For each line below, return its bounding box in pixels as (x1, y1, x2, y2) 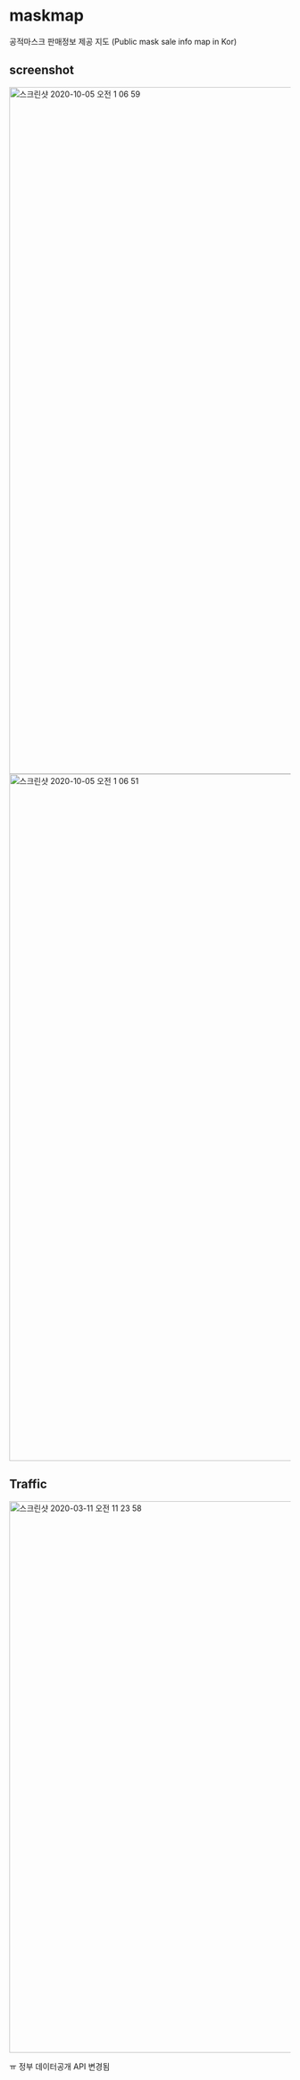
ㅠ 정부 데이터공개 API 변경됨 (9, 2060, 110, 2072)
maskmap (9, 5, 85, 26)
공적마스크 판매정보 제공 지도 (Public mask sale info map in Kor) (9, 36, 237, 47)
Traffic (9, 1477, 47, 1492)
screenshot (9, 63, 74, 78)
